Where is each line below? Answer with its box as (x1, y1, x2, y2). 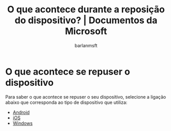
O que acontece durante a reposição (7, 4, 165, 15)
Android (12, 109, 30, 115)
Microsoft (65, 26, 108, 37)
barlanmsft (74, 42, 98, 48)
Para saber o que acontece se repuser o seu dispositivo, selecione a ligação (5, 93, 166, 100)
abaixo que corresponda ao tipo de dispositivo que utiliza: (5, 99, 127, 105)
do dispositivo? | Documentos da (14, 14, 158, 26)
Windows (12, 120, 33, 126)
